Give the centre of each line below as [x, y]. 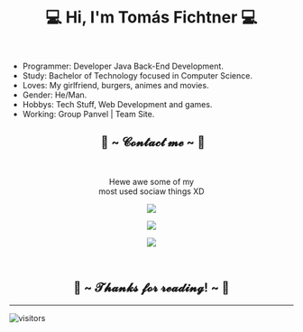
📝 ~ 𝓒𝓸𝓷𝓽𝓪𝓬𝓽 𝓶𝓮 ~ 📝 [153, 142]
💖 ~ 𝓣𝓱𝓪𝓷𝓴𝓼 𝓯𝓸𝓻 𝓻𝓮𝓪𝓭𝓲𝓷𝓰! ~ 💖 [151, 288]
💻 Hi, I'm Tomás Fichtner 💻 [151, 18]
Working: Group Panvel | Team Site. [88, 114]
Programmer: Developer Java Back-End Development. [123, 66]
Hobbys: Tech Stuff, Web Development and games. [117, 104]
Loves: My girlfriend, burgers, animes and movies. [115, 85]
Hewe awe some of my [151, 181]
